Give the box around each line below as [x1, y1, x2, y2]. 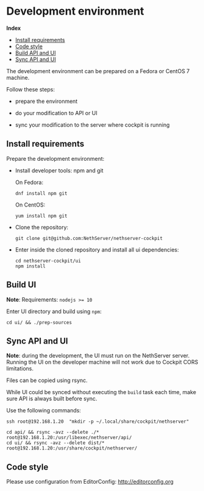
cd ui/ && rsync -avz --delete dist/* [6, 440, 105, 446]
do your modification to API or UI [15, 109, 97, 116]
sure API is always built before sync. [6, 395, 97, 403]
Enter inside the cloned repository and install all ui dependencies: [15, 245, 180, 253]
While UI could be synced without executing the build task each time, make [6, 389, 197, 396]
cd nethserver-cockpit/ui [15, 258, 81, 264]
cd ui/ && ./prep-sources [6, 319, 72, 325]
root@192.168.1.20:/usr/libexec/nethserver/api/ [6, 434, 132, 441]
